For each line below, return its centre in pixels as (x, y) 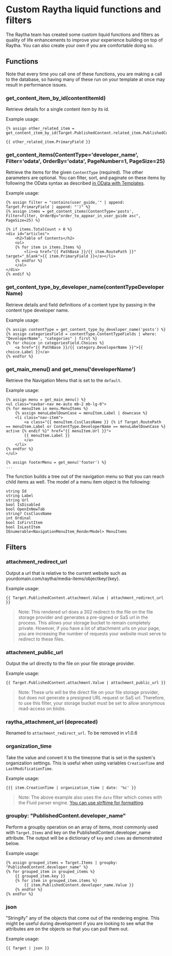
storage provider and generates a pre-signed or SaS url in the (83, 617)
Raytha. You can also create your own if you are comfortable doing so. (80, 45)
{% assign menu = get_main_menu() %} (46, 400)
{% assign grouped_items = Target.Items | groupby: (62, 863)
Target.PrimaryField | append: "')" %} (48, 207)
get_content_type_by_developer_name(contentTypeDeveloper (85, 287)
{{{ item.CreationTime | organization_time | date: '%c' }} (71, 787)
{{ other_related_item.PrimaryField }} (48, 142)
